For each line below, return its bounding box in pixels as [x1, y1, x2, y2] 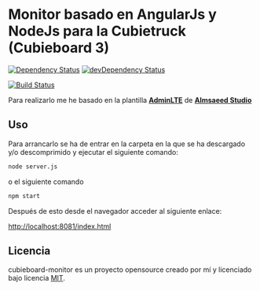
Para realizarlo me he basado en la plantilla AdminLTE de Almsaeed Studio [8, 95, 252, 105]
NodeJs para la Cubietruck [8, 22, 186, 40]
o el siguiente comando [8, 177, 84, 186]
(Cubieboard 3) [8, 39, 110, 57]
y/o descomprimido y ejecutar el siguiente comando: [8, 147, 178, 156]
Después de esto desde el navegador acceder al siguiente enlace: [8, 206, 222, 215]
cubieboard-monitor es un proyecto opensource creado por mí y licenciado [8, 265, 252, 274]
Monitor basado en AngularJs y [8, 6, 218, 24]
